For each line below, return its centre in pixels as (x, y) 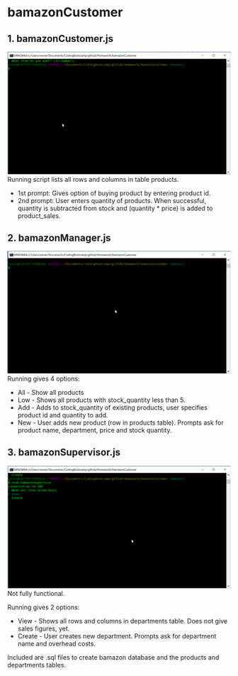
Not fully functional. (36, 593)
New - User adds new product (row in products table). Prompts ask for (121, 422)
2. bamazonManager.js (59, 238)
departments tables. (36, 665)
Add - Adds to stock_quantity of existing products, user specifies (112, 408)
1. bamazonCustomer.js (61, 39)
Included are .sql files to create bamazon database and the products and (113, 657)
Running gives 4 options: (44, 379)
